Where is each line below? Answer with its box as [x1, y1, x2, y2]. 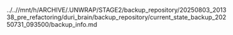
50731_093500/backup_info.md [6, 21, 98, 28]
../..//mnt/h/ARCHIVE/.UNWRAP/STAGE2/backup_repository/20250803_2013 [6, 6, 227, 14]
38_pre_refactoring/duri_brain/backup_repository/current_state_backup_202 [6, 13, 227, 21]
